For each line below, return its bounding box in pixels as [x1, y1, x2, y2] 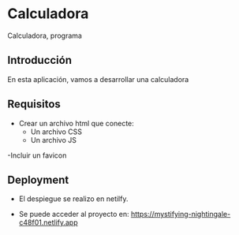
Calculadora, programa [7, 31, 82, 40]
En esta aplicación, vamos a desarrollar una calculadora [7, 74, 189, 84]
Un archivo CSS [30, 127, 82, 136]
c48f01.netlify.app [18, 218, 78, 227]
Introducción [7, 54, 73, 67]
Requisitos [7, 98, 61, 111]
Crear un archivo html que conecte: [18, 118, 135, 128]
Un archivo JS [30, 135, 77, 144]
